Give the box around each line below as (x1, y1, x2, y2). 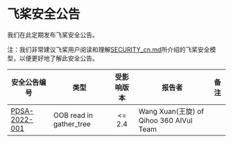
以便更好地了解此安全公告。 (19, 53, 98, 62)
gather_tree (53, 119, 92, 128)
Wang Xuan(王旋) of (138, 106, 205, 116)
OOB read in (53, 110, 94, 120)
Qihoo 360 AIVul (138, 115, 193, 125)
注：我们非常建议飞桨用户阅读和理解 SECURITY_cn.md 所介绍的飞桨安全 (7, 45, 210, 53)
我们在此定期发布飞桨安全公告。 (7, 31, 98, 39)
